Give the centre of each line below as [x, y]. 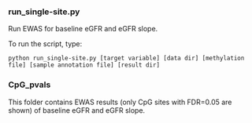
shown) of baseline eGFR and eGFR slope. [77, 110]
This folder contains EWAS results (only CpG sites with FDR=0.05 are [120, 102]
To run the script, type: [45, 44]
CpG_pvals [30, 85]
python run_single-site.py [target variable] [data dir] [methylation [126, 58]
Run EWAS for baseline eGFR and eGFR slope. [83, 29]
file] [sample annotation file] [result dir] [84, 65]
